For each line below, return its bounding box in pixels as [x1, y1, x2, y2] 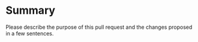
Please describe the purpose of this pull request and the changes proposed [5, 23, 193, 31]
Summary [5, 4, 55, 17]
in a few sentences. [5, 29, 54, 37]
